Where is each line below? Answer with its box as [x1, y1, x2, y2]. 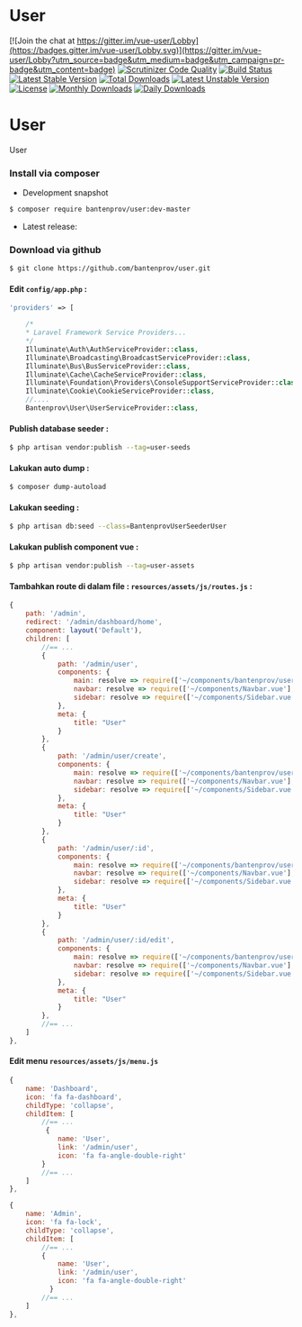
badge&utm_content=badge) [9, 64, 116, 75]
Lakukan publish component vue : [9, 541, 139, 552]
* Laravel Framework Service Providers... [25, 328, 187, 338]
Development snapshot [22, 187, 109, 198]
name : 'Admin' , [25, 1209, 83, 1219]
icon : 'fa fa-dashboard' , [25, 1092, 123, 1102]
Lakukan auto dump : [9, 462, 90, 473]
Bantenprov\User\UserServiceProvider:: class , [25, 404, 200, 413]
